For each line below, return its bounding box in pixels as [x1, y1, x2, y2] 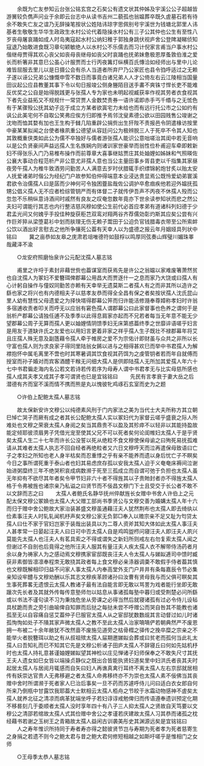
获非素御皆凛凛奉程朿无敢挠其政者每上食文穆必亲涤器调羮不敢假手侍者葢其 [6, 558, 192, 565]
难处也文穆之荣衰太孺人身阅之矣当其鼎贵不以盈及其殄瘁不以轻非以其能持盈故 [6, 422, 198, 428]
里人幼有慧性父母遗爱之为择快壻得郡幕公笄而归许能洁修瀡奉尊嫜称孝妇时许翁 [6, 297, 198, 304]
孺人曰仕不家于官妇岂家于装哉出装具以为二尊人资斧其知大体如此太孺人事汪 [6, 520, 192, 527]
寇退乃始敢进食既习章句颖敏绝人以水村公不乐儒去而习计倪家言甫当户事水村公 [6, 43, 198, 50]
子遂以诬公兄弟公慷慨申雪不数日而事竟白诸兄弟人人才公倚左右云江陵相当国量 [6, 74, 198, 81]
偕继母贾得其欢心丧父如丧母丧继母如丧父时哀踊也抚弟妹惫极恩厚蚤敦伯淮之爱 [6, 51, 198, 58]
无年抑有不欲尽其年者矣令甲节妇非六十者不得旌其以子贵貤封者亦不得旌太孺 [6, 474, 192, 482]
